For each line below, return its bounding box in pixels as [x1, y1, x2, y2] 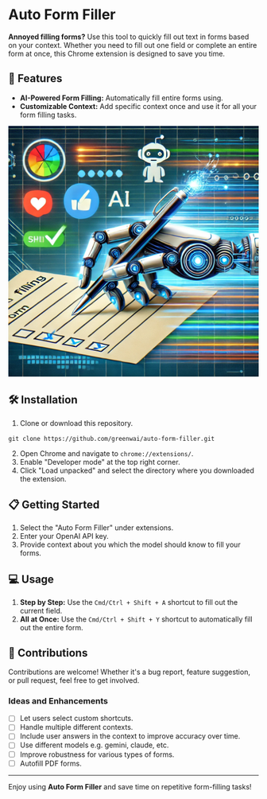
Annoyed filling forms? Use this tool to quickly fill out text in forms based [8, 32, 250, 41]
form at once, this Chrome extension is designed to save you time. [8, 49, 225, 58]
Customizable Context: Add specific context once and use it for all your [19, 101, 257, 111]
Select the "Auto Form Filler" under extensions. [19, 523, 174, 532]
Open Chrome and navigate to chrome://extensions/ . [19, 448, 194, 458]
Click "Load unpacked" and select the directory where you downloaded [19, 466, 254, 475]
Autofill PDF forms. [19, 758, 82, 768]
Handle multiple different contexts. [19, 723, 133, 732]
